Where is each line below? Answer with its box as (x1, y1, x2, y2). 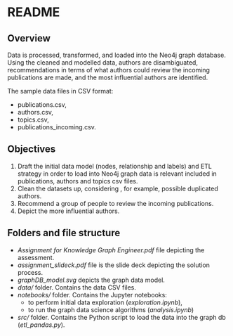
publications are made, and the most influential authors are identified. (7, 73, 208, 82)
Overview (7, 32, 51, 44)
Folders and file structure (7, 227, 121, 239)
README (7, 4, 60, 20)
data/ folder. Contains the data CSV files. (17, 283, 137, 292)
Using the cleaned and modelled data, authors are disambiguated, (7, 58, 199, 67)
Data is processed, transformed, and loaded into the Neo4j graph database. (7, 51, 226, 59)
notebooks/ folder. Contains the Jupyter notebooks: (17, 290, 167, 299)
